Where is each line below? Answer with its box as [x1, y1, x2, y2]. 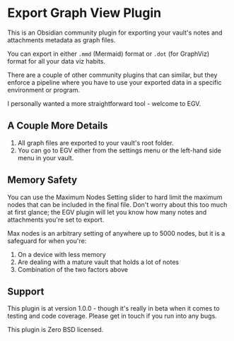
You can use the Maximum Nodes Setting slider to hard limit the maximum [7, 193, 223, 201]
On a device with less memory [17, 250, 106, 258]
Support [7, 285, 45, 297]
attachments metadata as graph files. [7, 35, 116, 44]
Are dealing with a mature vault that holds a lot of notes [17, 258, 179, 266]
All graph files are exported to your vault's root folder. [17, 138, 175, 147]
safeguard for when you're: [7, 237, 87, 245]
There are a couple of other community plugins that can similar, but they [7, 71, 218, 79]
